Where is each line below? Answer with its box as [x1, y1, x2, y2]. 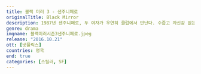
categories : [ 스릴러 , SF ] [6, 58, 67, 64]
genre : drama [6, 25, 39, 32]
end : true [6, 53, 31, 59]
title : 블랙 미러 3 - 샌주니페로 [6, 8, 78, 15]
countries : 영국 [6, 48, 44, 54]
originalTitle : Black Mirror [6, 14, 79, 20]
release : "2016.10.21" [6, 36, 63, 42]
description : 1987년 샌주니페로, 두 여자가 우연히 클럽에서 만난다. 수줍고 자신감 [6, 20, 185, 26]
